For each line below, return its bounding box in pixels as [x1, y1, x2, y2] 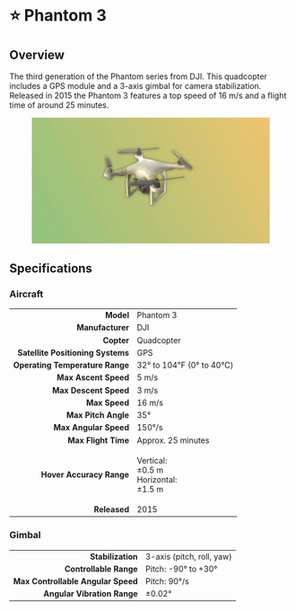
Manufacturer [75, 323, 130, 333]
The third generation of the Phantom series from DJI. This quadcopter [9, 71, 267, 82]
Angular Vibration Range [43, 589, 138, 599]
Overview [9, 47, 65, 62]
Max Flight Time [66, 435, 130, 446]
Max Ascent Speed [57, 372, 130, 383]
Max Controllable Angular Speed [13, 576, 138, 587]
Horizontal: [136, 474, 178, 484]
